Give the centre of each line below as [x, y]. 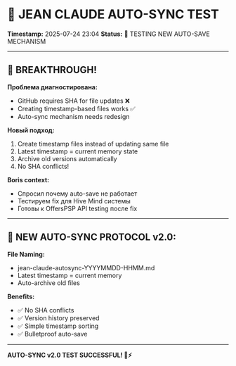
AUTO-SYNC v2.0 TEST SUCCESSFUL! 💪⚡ [70, 355]
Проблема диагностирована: [53, 87]
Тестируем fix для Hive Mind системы [74, 201]
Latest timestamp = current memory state [78, 151]
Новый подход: [31, 130]
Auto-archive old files [49, 283]
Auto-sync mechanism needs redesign [73, 116]
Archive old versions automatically [67, 158]
